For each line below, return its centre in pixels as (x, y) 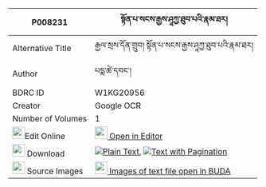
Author (25, 74)
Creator (27, 105)
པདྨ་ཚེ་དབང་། (113, 71)
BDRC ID (29, 93)
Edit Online (45, 136)
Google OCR (118, 105)
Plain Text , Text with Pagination (165, 151)
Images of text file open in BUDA (170, 171)
